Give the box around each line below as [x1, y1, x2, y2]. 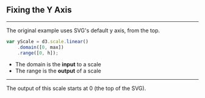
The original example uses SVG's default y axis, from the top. [6, 27, 160, 34]
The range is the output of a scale [15, 67, 102, 75]
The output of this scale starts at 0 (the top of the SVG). [6, 85, 146, 92]
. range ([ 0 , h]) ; [17, 50, 59, 56]
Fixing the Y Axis [6, 5, 72, 15]
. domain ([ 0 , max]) [17, 44, 64, 51]
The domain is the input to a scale [15, 61, 102, 68]
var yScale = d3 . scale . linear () [6, 38, 88, 44]
